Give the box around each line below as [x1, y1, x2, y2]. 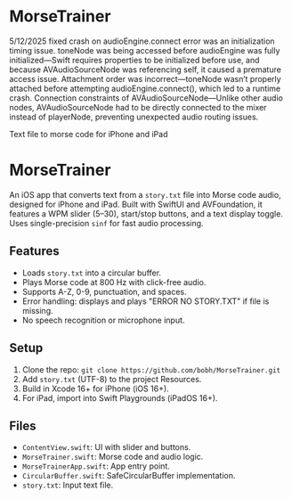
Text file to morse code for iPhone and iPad [9, 128, 168, 139]
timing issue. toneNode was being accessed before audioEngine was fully [9, 45, 280, 55]
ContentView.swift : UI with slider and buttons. [21, 442, 191, 453]
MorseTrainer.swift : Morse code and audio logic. [21, 452, 204, 462]
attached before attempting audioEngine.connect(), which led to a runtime [9, 83, 281, 94]
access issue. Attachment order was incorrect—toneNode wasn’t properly [9, 73, 282, 84]
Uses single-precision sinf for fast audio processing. [9, 217, 204, 228]
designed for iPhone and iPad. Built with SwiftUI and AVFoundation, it [9, 199, 263, 209]
